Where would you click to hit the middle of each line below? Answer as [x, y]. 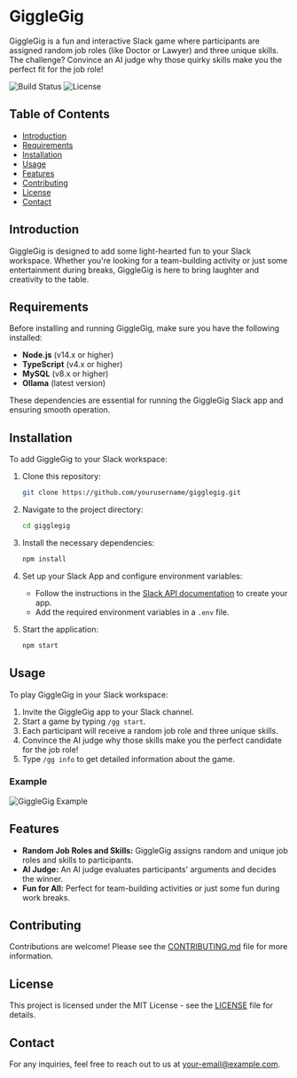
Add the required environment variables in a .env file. [132, 612]
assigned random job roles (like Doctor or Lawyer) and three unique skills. [144, 50]
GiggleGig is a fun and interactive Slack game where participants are [134, 41]
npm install [44, 559]
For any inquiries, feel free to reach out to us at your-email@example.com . [145, 1064]
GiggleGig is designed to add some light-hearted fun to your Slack [130, 251]
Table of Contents [60, 114]
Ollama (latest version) [64, 383]
